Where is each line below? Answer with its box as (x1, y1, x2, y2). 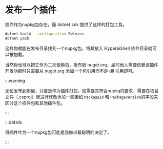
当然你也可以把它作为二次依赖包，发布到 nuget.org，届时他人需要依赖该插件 (5, 62, 159, 67)
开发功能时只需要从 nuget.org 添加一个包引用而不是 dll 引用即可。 (5, 68, 137, 74)
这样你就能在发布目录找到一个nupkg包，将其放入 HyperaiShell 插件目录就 (5, 45, 153, 51)
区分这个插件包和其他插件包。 (5, 100, 65, 106)
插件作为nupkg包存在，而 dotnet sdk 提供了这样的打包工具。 (5, 21, 127, 27)
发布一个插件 (5, 4, 57, 16)
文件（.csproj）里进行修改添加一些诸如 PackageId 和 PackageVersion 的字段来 (5, 94, 159, 100)
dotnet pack (5, 36, 29, 41)
